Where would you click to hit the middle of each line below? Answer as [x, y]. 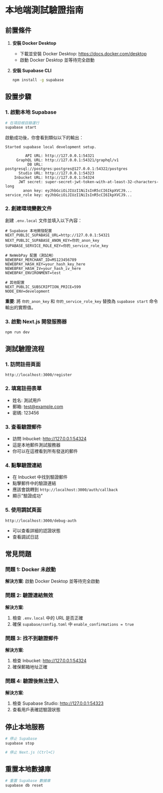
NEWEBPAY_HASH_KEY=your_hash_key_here [45, 264]
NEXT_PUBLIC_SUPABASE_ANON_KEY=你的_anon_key [52, 240]
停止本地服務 [25, 727]
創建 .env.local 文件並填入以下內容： [44, 220]
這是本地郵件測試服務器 [36, 445]
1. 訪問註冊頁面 [23, 365]
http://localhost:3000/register [39, 375]
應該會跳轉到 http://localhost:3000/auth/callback [65, 490]
